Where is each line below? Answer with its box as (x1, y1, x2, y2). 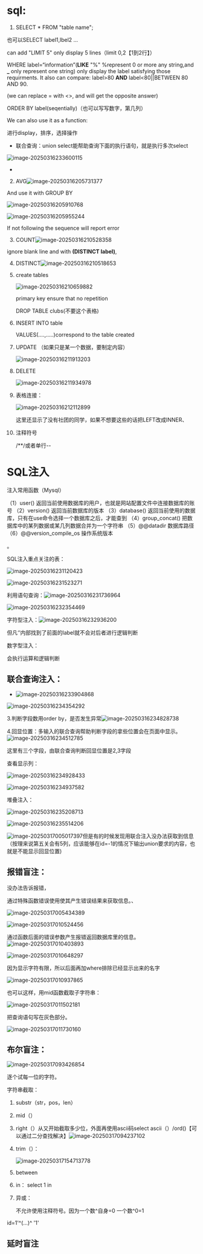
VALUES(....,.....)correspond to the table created (15, 331, 135, 338)
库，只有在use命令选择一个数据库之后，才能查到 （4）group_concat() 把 (7, 514, 188, 521)
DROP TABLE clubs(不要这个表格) (15, 307, 99, 315)
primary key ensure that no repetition (15, 295, 108, 302)
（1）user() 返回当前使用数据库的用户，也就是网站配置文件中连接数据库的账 (7, 499, 195, 506)
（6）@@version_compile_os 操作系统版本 (7, 529, 114, 537)
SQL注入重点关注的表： (7, 555, 65, 563)
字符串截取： (7, 1086, 39, 1094)
